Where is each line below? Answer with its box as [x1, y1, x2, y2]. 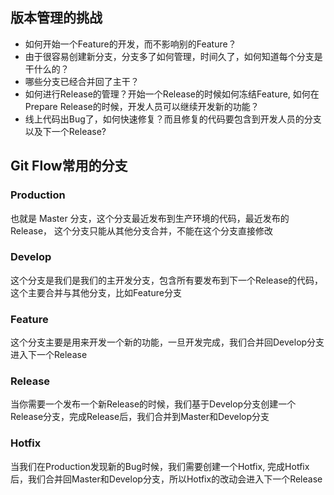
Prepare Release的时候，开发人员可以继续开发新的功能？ [24, 100, 260, 112]
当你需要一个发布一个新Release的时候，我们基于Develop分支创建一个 [10, 398, 297, 410]
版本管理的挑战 [10, 9, 103, 27]
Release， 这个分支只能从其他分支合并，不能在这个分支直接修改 [10, 224, 274, 237]
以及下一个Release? [24, 125, 107, 137]
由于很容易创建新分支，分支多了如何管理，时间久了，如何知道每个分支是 [24, 50, 323, 62]
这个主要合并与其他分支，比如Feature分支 [10, 286, 182, 298]
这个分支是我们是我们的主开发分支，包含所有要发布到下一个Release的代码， [10, 274, 324, 286]
